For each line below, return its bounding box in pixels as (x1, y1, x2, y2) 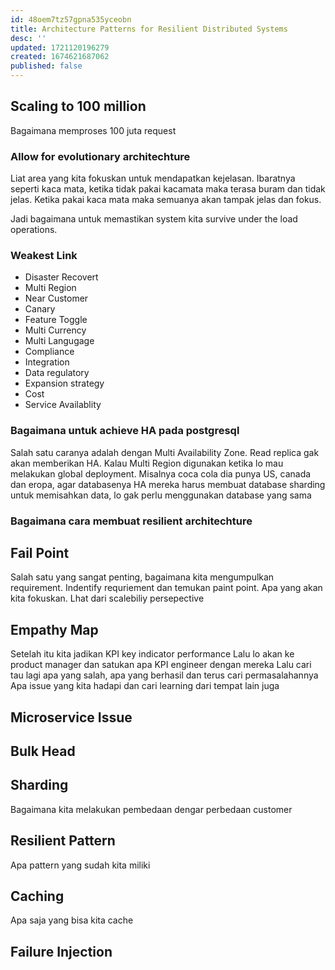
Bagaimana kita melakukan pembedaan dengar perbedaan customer (10, 803, 293, 815)
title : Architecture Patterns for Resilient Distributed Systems (10, 24, 288, 34)
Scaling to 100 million (10, 98, 147, 115)
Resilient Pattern (10, 832, 116, 850)
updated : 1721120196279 (10, 42, 110, 53)
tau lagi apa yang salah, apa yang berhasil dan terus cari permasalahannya (10, 669, 319, 681)
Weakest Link (10, 249, 78, 263)
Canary (24, 303, 56, 315)
